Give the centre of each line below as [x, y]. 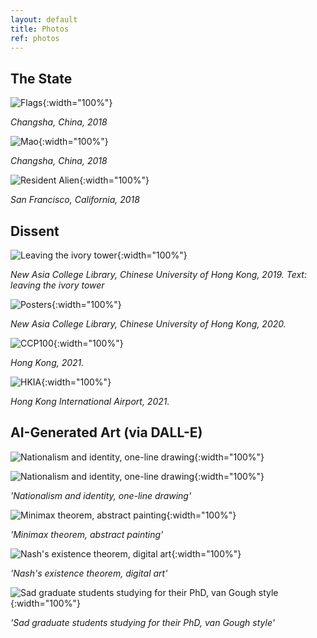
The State [41, 78]
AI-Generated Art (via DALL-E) [106, 432]
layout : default [44, 19]
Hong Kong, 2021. [47, 362]
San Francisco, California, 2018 [75, 200]
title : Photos [40, 29]
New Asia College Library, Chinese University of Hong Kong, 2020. [148, 324]
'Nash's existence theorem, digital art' [89, 573]
